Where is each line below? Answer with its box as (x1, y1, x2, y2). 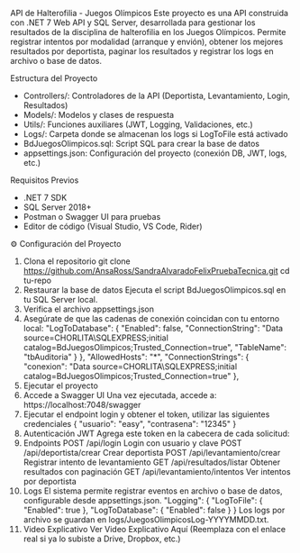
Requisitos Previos (10, 175, 79, 186)
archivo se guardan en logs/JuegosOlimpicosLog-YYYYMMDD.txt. (23, 514, 269, 525)
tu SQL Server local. (23, 295, 98, 304)
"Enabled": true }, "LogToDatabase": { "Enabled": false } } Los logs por (23, 504, 286, 515)
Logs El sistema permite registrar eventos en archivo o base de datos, (23, 485, 283, 496)
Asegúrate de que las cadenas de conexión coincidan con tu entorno (23, 313, 280, 323)
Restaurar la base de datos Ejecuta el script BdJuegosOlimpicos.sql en (23, 285, 286, 295)
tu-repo (23, 275, 52, 286)
